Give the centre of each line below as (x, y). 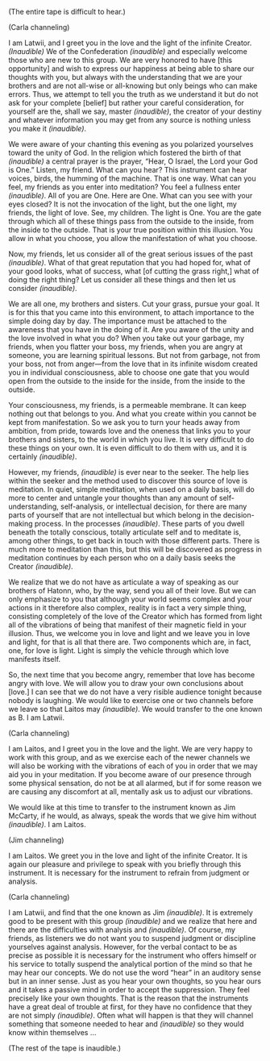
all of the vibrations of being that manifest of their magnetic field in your (128, 625)
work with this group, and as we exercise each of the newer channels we (129, 757)
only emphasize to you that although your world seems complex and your (130, 599)
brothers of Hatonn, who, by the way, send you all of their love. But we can (132, 591)
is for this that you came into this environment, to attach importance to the (131, 312)
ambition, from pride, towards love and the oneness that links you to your (130, 431)
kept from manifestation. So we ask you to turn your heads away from (124, 422)
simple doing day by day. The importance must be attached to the (118, 321)
